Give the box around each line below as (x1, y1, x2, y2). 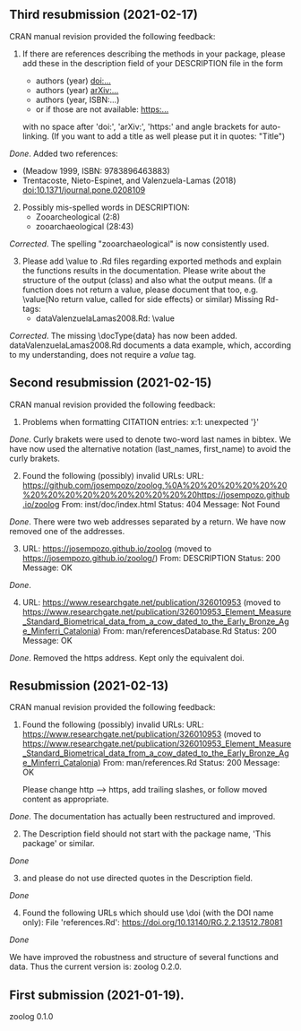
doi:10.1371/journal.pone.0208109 (21, 184, 146, 195)
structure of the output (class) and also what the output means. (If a (21, 274, 273, 285)
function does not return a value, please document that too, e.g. (21, 284, 259, 295)
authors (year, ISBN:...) (35, 94, 120, 105)
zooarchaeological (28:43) (35, 221, 134, 231)
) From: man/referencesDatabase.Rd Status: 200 (98, 625, 278, 636)
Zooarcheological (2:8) (35, 211, 121, 222)
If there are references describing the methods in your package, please (21, 48, 286, 59)
